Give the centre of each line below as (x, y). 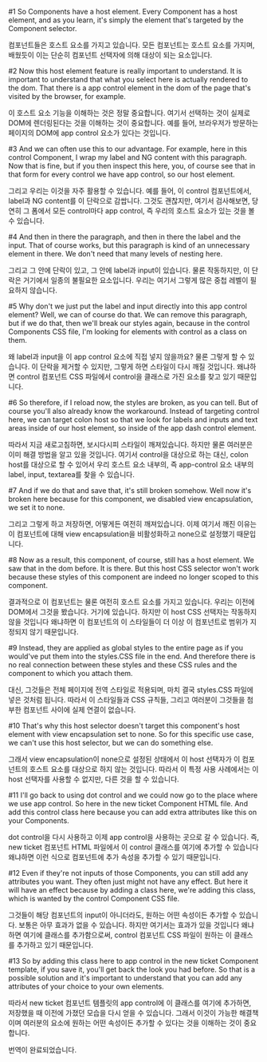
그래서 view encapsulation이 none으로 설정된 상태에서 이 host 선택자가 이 (124, 759)
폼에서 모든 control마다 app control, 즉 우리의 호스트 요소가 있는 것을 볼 (143, 211)
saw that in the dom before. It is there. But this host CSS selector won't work (133, 568)
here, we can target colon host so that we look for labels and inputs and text (133, 420)
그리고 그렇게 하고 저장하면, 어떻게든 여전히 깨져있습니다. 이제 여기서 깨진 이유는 (133, 524)
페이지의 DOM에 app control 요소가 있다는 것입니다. (90, 133)
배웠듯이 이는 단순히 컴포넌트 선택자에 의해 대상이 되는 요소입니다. (110, 55)
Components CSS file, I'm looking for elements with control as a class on (128, 332)
